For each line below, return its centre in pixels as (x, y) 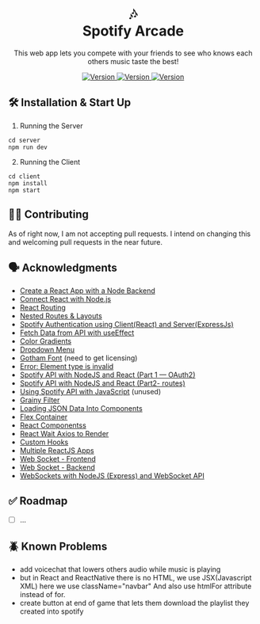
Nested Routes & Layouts (61, 316)
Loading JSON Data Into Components (81, 409)
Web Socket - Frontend (58, 459)
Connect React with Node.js (65, 299)
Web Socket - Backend (57, 467)
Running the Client (50, 162)
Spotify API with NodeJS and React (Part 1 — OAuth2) (107, 375)
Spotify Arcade (133, 31)
